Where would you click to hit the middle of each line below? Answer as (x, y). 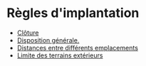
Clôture (28, 33)
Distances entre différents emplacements (77, 48)
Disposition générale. (48, 40)
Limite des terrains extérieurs (60, 55)
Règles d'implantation (73, 13)
